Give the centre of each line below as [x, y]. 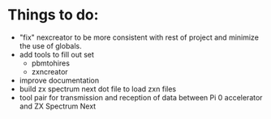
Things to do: [53, 15]
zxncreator [49, 71]
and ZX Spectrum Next [58, 106]
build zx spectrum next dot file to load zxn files [97, 89]
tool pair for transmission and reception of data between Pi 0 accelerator [141, 97]
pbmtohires [51, 63]
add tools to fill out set [57, 54]
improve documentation [59, 80]
